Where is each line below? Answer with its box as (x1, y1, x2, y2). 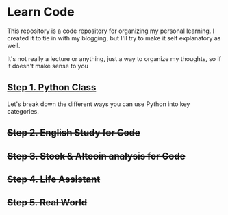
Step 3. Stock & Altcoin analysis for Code (7, 150, 186, 162)
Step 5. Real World (7, 197, 88, 209)
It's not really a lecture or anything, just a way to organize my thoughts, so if (7, 54, 221, 62)
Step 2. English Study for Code (7, 127, 140, 139)
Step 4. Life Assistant (7, 173, 101, 185)
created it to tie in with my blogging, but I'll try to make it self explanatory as (7, 34, 221, 42)
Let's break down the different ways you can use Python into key (7, 100, 190, 108)
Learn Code (7, 4, 75, 20)
